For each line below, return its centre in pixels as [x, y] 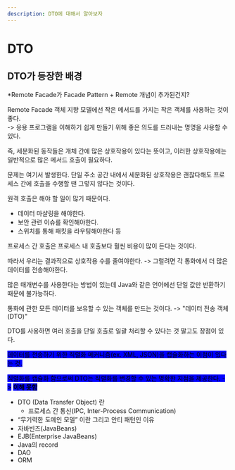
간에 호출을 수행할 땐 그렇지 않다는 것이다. [77, 183]
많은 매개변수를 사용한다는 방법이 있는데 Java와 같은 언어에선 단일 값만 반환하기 [116, 284]
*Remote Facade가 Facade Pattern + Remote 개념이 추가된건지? [99, 94]
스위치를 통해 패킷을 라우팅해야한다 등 [69, 231]
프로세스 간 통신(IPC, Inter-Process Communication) [102, 411]
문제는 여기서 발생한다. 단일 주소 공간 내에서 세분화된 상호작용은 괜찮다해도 [110, 174]
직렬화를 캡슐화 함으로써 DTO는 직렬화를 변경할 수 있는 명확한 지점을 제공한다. [114, 378]
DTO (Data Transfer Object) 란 [61, 402]
